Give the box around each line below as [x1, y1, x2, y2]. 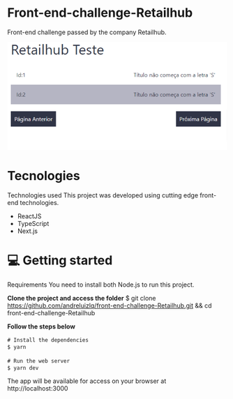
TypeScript [17, 219, 50, 227]
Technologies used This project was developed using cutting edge [7, 190, 199, 200]
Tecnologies [7, 168, 80, 184]
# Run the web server [7, 357, 70, 364]
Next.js [17, 227, 38, 235]
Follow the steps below [7, 322, 75, 331]
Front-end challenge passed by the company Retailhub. [7, 28, 167, 36]
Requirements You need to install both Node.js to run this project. [7, 280, 195, 289]
